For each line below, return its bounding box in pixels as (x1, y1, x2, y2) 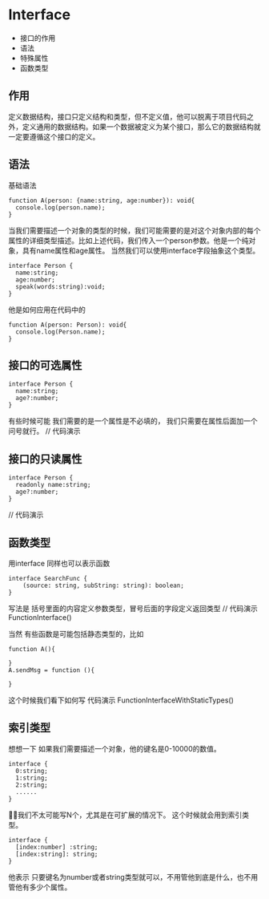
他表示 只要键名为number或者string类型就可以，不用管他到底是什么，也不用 (8, 872, 259, 881)
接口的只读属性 (8, 452, 82, 466)
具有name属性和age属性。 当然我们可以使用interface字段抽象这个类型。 (22, 245, 260, 255)
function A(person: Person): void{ (8, 321, 127, 329)
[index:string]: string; (15, 850, 98, 858)
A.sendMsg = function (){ (8, 666, 94, 674)
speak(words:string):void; (15, 282, 106, 290)
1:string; (15, 774, 48, 782)
